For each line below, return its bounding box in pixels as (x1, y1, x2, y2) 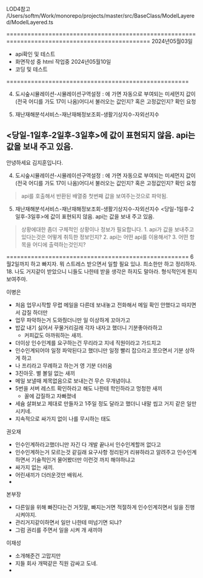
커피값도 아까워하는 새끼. (24, 331, 83, 339)
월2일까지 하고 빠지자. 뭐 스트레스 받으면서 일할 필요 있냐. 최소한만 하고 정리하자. (6, 260, 197, 267)
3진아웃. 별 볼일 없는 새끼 (15, 369, 76, 376)
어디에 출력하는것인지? (32, 240, 86, 248)
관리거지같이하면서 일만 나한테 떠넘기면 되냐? (15, 518, 122, 526)
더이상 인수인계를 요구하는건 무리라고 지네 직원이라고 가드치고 (15, 339, 162, 346)
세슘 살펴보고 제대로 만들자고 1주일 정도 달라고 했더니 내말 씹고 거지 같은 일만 (15, 399, 197, 407)
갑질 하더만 (21, 308, 48, 316)
